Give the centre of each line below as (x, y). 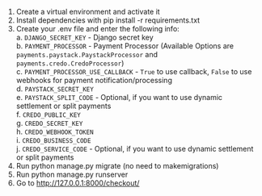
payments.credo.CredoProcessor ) (70, 63)
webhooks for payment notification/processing (94, 80)
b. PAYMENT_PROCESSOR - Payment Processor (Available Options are (125, 46)
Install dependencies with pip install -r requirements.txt (108, 20)
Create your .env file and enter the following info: (97, 29)
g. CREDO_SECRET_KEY (49, 123)
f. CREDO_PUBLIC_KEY (48, 115)
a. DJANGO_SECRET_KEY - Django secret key (85, 37)
